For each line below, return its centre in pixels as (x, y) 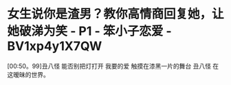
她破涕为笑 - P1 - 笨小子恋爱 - (89, 31)
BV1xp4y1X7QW (55, 46)
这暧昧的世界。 (28, 74)
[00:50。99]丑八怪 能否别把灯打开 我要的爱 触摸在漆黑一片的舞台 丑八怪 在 (113, 66)
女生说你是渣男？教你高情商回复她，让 (116, 14)
